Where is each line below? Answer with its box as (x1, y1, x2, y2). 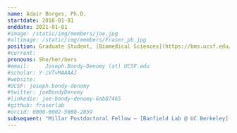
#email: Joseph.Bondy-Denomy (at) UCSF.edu (7, 63, 150, 70)
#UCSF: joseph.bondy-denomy (7, 82, 90, 89)
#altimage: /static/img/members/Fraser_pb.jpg (7, 37, 147, 44)
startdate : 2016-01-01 (7, 17, 74, 24)
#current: (7, 50, 37, 57)
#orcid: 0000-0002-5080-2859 (7, 108, 93, 115)
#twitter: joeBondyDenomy (7, 89, 83, 96)
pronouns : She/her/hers (7, 56, 78, 63)
